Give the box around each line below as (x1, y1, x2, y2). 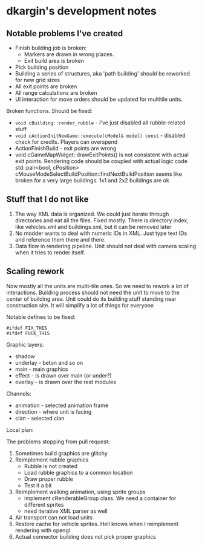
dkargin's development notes (6, 4, 157, 18)
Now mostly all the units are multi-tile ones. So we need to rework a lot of (6, 282, 189, 289)
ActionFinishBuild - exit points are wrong (15, 145, 117, 152)
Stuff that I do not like (6, 194, 89, 205)
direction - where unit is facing (15, 408, 92, 415)
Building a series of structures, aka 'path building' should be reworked (15, 70, 191, 77)
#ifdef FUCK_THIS (6, 330, 50, 336)
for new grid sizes (15, 77, 60, 83)
